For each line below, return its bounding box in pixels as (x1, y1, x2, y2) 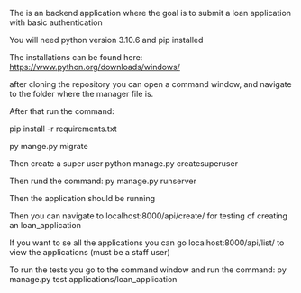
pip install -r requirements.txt (9, 123, 117, 134)
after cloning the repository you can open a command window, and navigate (9, 79, 292, 89)
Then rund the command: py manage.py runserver (9, 175, 196, 186)
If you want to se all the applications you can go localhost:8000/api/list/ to (9, 237, 285, 248)
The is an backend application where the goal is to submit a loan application (9, 8, 291, 18)
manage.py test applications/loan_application (9, 274, 178, 284)
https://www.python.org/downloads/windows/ (9, 62, 180, 72)
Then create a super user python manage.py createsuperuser (9, 158, 239, 169)
